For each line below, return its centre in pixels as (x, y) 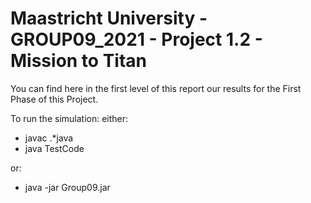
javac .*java (49, 138)
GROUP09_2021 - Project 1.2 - (136, 39)
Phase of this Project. (54, 99)
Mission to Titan (78, 61)
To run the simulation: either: (69, 118)
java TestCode (54, 148)
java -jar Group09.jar (67, 187)
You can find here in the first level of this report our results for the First (156, 88)
